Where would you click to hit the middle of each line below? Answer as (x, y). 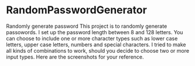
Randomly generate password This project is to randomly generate (87, 26)
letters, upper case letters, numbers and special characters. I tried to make (96, 45)
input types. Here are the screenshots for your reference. (75, 57)
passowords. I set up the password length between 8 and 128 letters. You (95, 32)
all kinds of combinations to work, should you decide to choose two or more (97, 50)
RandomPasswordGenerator (77, 10)
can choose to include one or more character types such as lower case (92, 38)
